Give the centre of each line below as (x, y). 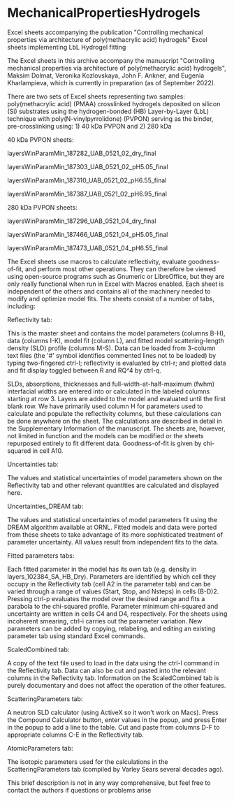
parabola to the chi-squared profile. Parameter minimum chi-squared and (113, 606)
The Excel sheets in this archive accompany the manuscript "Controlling (111, 60)
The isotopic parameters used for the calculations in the (88, 762)
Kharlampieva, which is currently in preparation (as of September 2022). (111, 82)
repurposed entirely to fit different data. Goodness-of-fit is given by (104, 443)
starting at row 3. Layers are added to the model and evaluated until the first (116, 398)
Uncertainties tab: (33, 464)
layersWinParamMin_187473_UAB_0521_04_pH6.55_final (88, 248)
